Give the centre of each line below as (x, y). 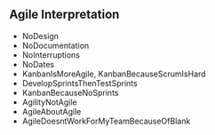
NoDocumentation (56, 45)
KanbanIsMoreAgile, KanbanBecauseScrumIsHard (114, 74)
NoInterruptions (51, 55)
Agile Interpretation (64, 15)
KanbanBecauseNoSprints (70, 92)
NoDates (38, 64)
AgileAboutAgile (52, 111)
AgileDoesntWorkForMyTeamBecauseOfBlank (106, 121)
